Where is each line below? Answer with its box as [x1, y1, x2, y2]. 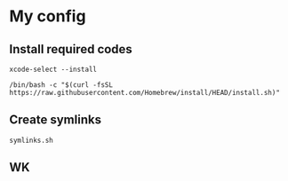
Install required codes [9, 42, 133, 57]
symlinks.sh [9, 136, 53, 145]
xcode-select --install [9, 65, 98, 74]
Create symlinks [9, 113, 102, 128]
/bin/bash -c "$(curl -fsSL [9, 81, 114, 90]
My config [9, 6, 86, 27]
